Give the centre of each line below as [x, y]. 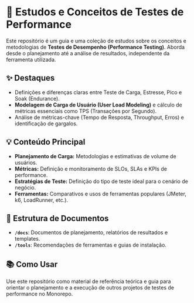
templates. [27, 239]
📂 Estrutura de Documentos [57, 218]
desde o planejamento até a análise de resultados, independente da [88, 53]
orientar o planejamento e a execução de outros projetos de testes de [90, 288]
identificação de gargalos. [46, 124]
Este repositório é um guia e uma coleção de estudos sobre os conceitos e [96, 41]
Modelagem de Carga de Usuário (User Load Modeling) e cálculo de [98, 105]
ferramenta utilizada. [31, 59]
